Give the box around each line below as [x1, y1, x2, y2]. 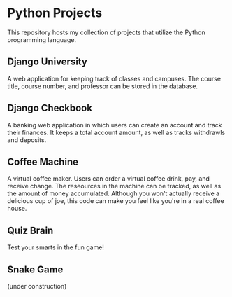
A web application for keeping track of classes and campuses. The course [7, 74, 222, 83]
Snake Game [7, 263, 64, 275]
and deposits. [7, 135, 47, 144]
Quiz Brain [7, 224, 54, 236]
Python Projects [7, 5, 103, 21]
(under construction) [7, 282, 67, 290]
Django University [7, 56, 87, 68]
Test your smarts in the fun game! [7, 243, 105, 251]
